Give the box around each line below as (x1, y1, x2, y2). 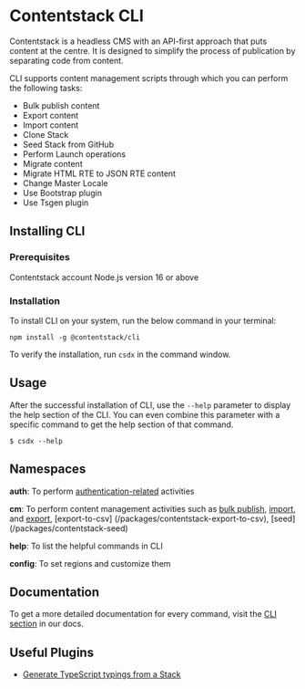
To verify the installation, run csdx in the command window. (9, 349, 231, 360)
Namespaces (9, 462, 86, 477)
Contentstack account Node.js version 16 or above (9, 271, 199, 283)
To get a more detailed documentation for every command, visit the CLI (9, 609, 278, 620)
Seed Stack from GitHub (22, 139, 115, 150)
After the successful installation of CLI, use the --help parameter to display (9, 399, 291, 411)
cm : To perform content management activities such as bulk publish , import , (9, 503, 296, 514)
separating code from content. (9, 55, 125, 66)
